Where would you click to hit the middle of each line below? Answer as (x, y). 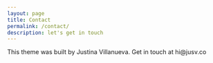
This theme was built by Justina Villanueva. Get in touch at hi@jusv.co (107, 52)
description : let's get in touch (55, 33)
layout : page (26, 13)
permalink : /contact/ (38, 26)
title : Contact (29, 20)
